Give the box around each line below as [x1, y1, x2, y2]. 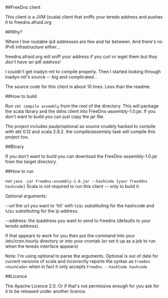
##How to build [5, 93, 37, 99]
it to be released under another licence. [5, 288, 86, 294]
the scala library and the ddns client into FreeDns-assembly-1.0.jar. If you [5, 108, 156, 114]
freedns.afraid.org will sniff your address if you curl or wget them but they [5, 53, 157, 59]
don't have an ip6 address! [5, 59, 61, 64]
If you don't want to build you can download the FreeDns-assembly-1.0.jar [5, 153, 157, 159]
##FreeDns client [5, 4, 41, 10]
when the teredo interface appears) [5, 243, 78, 249]
